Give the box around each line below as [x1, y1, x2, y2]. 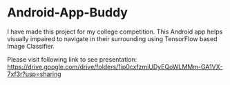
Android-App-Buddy [7, 5, 128, 21]
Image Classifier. [7, 42, 55, 50]
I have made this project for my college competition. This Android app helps [7, 27, 223, 36]
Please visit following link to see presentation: [7, 55, 137, 63]
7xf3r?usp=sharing [7, 70, 61, 78]
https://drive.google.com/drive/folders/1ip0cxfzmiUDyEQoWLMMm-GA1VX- [7, 62, 223, 71]
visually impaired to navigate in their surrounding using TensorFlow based [7, 34, 218, 42]
